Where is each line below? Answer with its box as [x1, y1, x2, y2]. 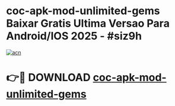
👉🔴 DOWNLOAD [6, 71, 91, 84]
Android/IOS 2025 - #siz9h [6, 30, 142, 43]
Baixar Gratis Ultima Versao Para [6, 17, 170, 30]
